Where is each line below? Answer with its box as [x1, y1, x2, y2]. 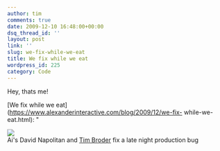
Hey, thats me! [7, 87, 49, 96]
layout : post [7, 36, 45, 43]
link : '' [7, 42, 33, 49]
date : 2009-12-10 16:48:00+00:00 [7, 23, 104, 30]
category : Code [7, 68, 51, 75]
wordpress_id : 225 [7, 62, 60, 69]
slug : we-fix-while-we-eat [7, 49, 85, 56]
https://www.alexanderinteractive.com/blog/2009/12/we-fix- [9, 108, 183, 116]
